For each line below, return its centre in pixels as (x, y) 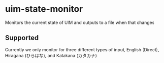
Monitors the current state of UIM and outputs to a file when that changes (80, 22)
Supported (22, 38)
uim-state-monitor (44, 9)
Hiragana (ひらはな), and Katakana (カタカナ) (51, 55)
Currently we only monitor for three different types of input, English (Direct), (82, 49)
